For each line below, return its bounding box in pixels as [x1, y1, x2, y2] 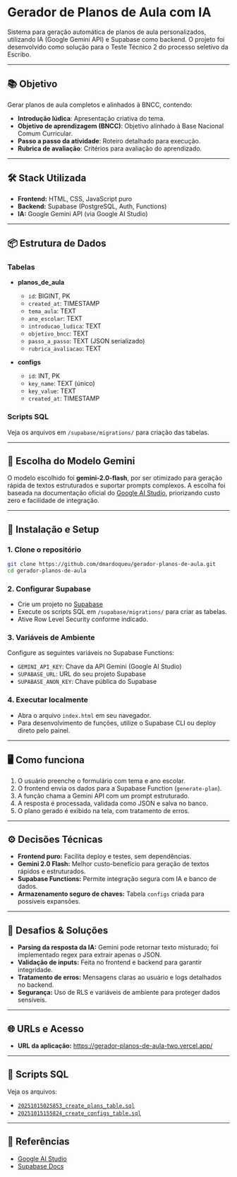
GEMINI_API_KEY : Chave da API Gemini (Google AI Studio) [17, 662, 182, 671]
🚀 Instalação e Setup [7, 524, 99, 536]
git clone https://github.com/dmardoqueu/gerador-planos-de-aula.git [7, 561, 217, 568]
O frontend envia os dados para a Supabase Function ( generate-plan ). [17, 783, 222, 792]
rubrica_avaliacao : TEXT [28, 344, 102, 353]
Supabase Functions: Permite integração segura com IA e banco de [17, 875, 217, 883]
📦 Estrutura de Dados [7, 237, 107, 249]
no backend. [17, 981, 54, 989]
